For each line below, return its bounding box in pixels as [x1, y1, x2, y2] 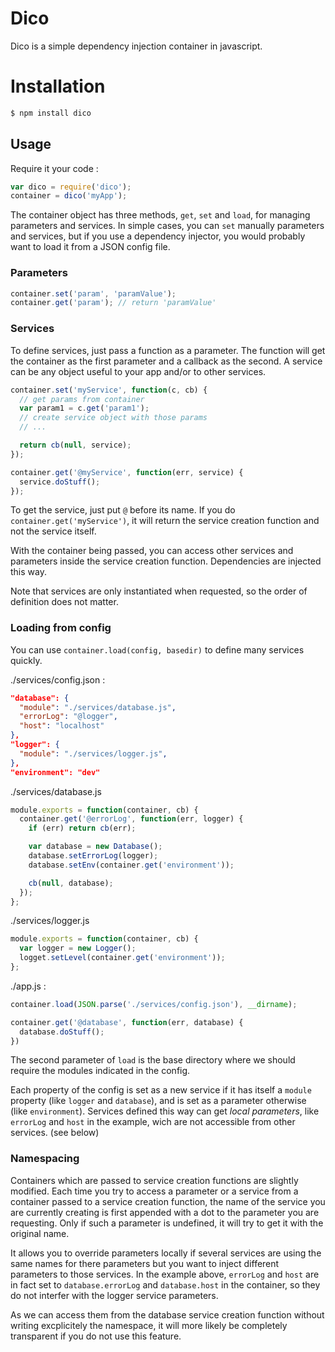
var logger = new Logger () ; [19, 943, 137, 954]
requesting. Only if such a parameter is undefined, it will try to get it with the [10, 1217, 324, 1229]
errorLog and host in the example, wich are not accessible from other [10, 1116, 296, 1128]
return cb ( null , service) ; [19, 440, 132, 451]
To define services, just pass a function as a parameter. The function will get [10, 344, 326, 356]
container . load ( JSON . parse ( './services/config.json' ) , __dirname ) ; [10, 999, 298, 1009]
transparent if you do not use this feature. [10, 1330, 182, 1342]
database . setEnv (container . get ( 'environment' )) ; [28, 860, 235, 870]
